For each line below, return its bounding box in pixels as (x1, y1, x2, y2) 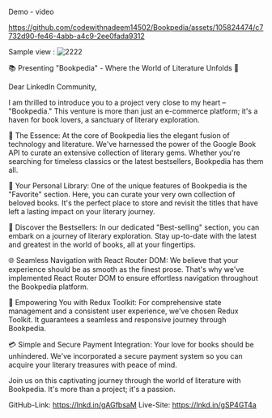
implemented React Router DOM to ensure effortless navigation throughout (8, 274, 258, 282)
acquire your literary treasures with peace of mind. (8, 360, 178, 369)
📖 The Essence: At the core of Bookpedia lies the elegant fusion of (8, 131, 230, 140)
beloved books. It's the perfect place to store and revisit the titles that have (8, 198, 259, 208)
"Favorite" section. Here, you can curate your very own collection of (8, 190, 236, 199)
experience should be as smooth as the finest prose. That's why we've (8, 265, 244, 274)
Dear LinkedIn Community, (8, 82, 97, 92)
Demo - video (8, 7, 54, 16)
